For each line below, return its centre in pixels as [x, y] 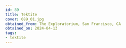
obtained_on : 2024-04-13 [31, 28]
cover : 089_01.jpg [25, 19]
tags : [11, 33]
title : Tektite [21, 14]
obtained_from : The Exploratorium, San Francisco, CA [63, 24]
